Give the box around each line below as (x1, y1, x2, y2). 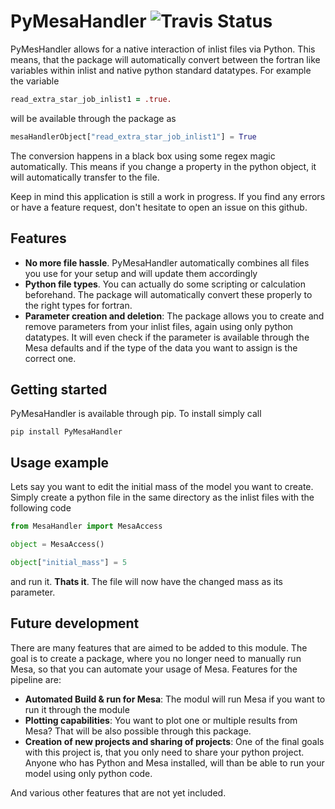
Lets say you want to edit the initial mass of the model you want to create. (10, 481, 314, 493)
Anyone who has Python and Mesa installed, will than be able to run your (24, 756, 325, 769)
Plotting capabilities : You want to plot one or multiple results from (24, 714, 298, 726)
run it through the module (24, 703, 130, 715)
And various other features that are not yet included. (10, 786, 227, 799)
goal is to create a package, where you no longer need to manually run (10, 652, 302, 664)
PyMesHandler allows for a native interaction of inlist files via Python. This (10, 43, 316, 55)
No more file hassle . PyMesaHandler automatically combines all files (24, 256, 310, 269)
